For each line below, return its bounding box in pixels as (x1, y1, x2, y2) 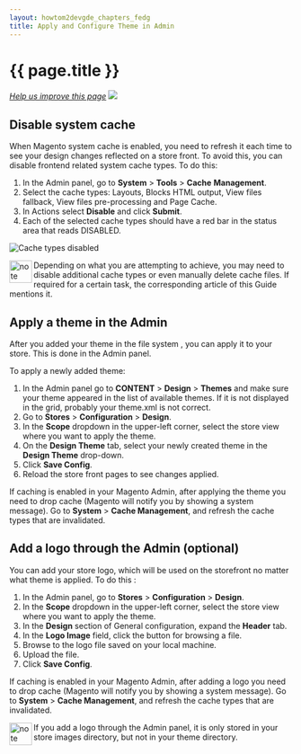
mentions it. (9, 288, 53, 299)
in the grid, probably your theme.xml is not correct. (22, 402, 211, 413)
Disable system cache (9, 117, 137, 132)
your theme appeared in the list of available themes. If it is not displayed (22, 393, 289, 404)
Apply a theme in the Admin (9, 315, 168, 330)
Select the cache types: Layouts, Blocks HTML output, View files (22, 187, 262, 198)
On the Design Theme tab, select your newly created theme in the (22, 440, 268, 451)
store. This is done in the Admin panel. (9, 348, 152, 359)
